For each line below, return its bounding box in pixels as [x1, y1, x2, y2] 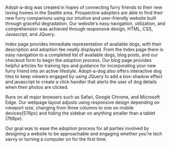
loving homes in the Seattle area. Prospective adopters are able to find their [5, 10, 163, 16]
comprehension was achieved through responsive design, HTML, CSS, [5, 26, 153, 32]
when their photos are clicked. [5, 84, 69, 90]
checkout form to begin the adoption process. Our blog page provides [5, 57, 152, 63]
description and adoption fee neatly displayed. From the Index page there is [5, 47, 163, 52]
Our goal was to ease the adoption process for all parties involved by [5, 125, 150, 131]
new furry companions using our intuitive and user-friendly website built [5, 15, 156, 21]
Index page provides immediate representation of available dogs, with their [5, 41, 162, 47]
